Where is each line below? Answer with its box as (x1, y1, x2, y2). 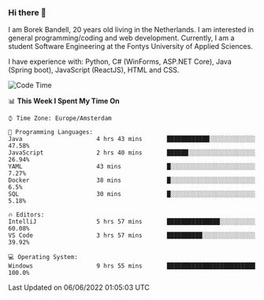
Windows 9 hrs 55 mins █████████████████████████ (8, 262, 256, 270)
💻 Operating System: (8, 254, 79, 261)
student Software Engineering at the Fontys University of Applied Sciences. (8, 42, 254, 51)
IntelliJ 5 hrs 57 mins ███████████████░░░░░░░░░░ (8, 218, 256, 226)
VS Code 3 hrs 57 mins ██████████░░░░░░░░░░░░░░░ (8, 231, 256, 239)
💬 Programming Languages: (8, 128, 93, 136)
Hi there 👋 (8, 7, 47, 18)
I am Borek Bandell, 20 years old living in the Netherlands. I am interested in (8, 25, 255, 35)
